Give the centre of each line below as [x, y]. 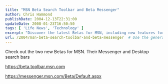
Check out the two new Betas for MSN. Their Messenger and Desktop [77, 51]
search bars [17, 57]
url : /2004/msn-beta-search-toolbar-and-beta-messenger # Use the [77, 38]
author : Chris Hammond [29, 14]
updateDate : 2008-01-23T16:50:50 [40, 24]
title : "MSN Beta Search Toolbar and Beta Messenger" [62, 10]
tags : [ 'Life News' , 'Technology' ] [44, 28]
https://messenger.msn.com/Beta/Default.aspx [53, 76]
